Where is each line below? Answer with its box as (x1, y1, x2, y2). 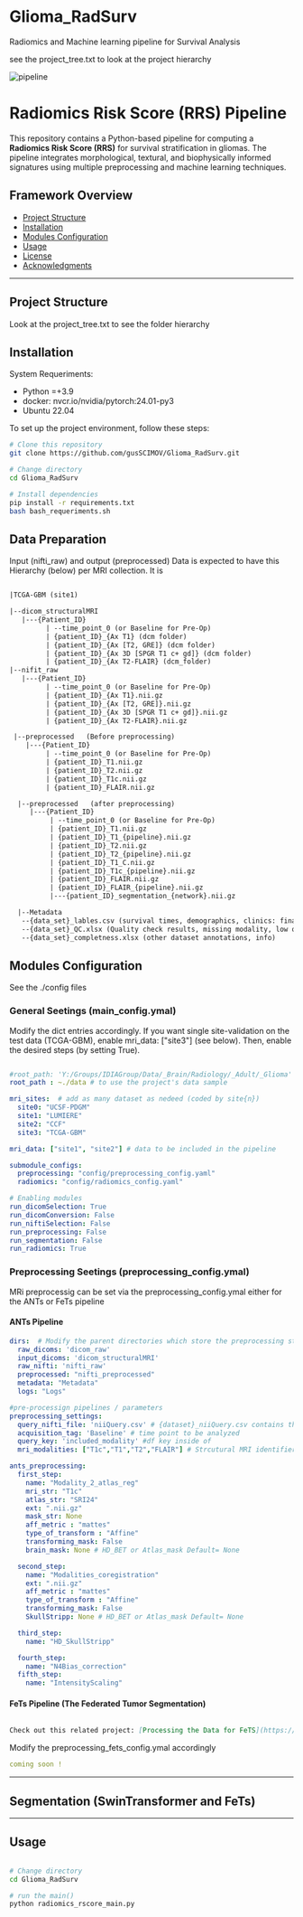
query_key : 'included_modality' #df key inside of (17, 1437, 212, 1446)
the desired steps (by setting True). (9, 1044, 141, 1055)
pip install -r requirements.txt (9, 498, 135, 507)
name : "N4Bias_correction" (25, 1661, 127, 1671)
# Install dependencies (9, 490, 99, 499)
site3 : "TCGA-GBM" (17, 1128, 87, 1137)
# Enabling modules (9, 1194, 83, 1203)
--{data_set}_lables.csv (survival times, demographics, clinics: (21, 916, 277, 926)
